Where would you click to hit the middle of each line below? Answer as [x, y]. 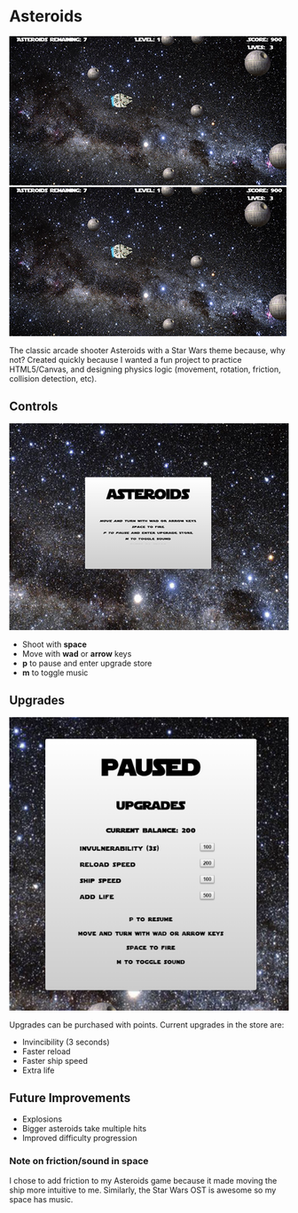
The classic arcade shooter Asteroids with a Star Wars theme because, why [147, 350]
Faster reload [46, 1051]
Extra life [38, 1070]
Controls [34, 407]
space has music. [41, 1199]
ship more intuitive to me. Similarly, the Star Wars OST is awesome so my [143, 1190]
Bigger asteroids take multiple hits [84, 1129]
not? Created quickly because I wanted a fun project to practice [125, 359]
